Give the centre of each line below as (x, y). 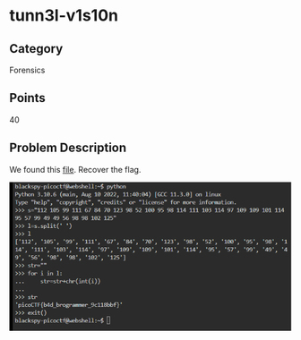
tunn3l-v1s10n (64, 16)
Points (28, 98)
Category (36, 49)
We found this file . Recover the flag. (75, 169)
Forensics (27, 70)
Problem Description (68, 148)
